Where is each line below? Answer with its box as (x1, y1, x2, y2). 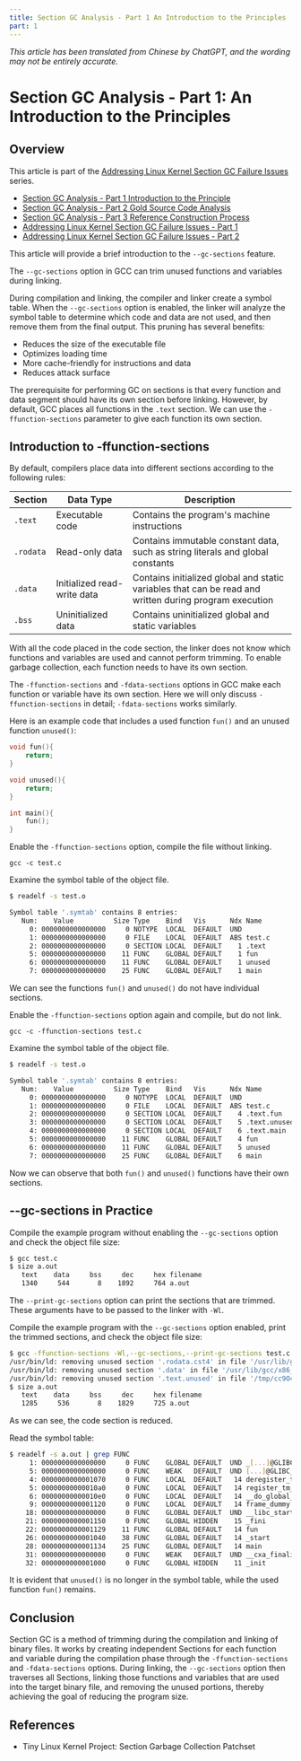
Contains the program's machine (133, 509, 271, 521)
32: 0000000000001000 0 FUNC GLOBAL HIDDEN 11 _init (25, 1558, 267, 1567)
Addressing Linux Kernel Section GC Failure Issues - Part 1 (21, 221, 238, 232)
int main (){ (9, 809, 54, 818)
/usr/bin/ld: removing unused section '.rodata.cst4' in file (9, 1357, 246, 1366)
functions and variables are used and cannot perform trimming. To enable (9, 653, 282, 663)
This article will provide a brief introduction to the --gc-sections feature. (9, 248, 276, 258)
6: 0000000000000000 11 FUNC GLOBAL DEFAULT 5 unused (29, 1143, 271, 1152)
